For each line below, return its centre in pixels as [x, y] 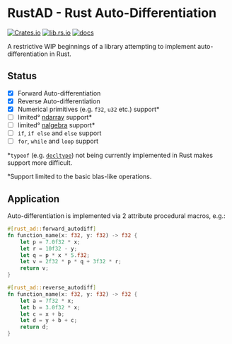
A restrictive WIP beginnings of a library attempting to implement [102, 46]
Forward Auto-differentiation [59, 93]
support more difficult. [40, 163]
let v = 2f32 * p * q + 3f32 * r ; [71, 262]
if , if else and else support [59, 133]
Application [34, 199]
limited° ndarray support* [54, 117]
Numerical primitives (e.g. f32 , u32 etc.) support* [88, 109]
